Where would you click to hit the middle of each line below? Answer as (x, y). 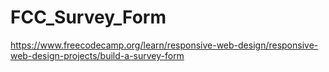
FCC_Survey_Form (88, 17)
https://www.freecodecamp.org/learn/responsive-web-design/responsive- (164, 45)
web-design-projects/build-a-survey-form (97, 55)
